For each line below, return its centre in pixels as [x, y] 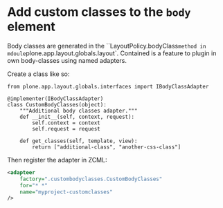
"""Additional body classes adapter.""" [79, 111]
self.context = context [66, 123]
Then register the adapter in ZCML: [57, 160]
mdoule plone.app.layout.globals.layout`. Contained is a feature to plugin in [112, 53]
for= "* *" [34, 185]
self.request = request [66, 129]
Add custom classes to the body [99, 12]
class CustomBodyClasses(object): [57, 104]
